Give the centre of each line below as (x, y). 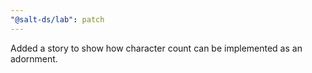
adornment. (34, 58)
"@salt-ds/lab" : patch (57, 19)
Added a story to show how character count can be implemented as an (156, 48)
